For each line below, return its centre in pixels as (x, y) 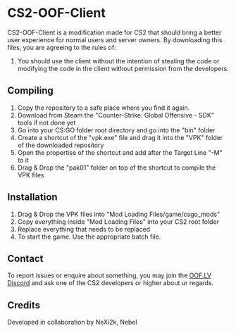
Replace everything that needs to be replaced (83, 229)
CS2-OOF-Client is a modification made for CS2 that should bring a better (114, 32)
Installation (32, 197)
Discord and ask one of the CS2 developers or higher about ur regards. (110, 283)
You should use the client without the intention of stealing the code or (118, 61)
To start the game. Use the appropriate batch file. (89, 237)
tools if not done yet (46, 122)
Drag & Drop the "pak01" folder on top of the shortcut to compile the (117, 168)
